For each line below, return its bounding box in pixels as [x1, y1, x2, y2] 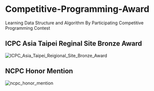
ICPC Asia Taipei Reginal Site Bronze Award [5, 40, 143, 48]
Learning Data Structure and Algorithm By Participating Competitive [5, 20, 144, 26]
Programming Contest [5, 25, 51, 31]
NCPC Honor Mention [5, 67, 74, 75]
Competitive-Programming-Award [5, 3, 150, 15]
